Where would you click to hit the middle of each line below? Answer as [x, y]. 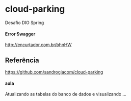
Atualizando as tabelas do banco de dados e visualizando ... [66, 94]
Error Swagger [20, 34]
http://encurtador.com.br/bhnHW [39, 45]
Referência [22, 60]
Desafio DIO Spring [25, 23]
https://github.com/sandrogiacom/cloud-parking [54, 72]
